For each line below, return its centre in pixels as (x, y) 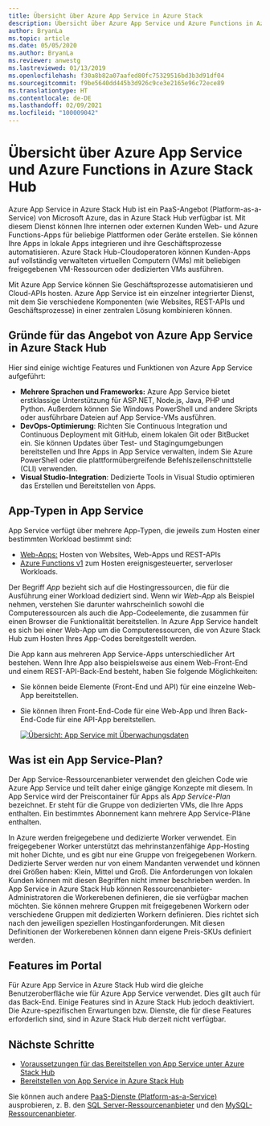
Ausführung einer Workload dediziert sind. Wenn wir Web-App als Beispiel (131, 595)
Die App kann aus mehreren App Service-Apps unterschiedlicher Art (122, 654)
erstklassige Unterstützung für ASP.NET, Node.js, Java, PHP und (127, 400)
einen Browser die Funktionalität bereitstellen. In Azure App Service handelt (133, 621)
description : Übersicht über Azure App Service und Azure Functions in (131, 23)
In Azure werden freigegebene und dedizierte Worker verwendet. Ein (123, 838)
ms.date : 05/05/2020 (43, 46)
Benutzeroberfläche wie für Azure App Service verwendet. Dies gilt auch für (135, 993)
